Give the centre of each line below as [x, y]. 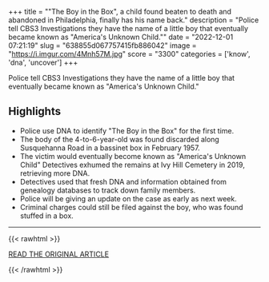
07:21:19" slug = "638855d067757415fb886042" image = [103, 46]
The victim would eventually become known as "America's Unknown [133, 156]
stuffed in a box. [46, 216]
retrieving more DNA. [55, 173]
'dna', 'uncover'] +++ [43, 62]
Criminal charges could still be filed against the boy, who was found [131, 207]
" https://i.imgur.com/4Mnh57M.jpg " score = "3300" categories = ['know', [129, 54]
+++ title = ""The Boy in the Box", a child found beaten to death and [120, 12]
